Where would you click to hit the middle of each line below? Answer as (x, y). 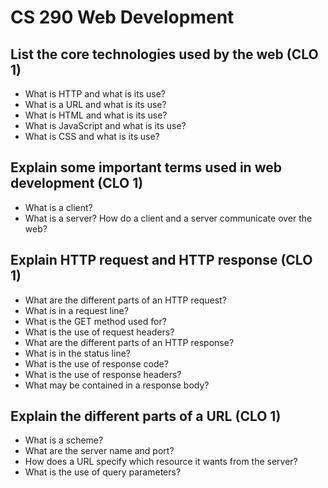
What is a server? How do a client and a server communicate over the (168, 218)
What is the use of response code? (96, 363)
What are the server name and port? (99, 451)
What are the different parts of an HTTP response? (129, 342)
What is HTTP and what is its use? (95, 94)
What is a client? (58, 207)
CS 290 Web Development (122, 17)
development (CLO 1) (77, 183)
